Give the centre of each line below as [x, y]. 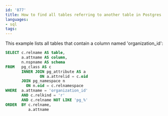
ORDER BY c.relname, [28, 105]
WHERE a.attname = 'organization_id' [47, 91]
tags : [11, 29]
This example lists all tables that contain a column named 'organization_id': [84, 43]
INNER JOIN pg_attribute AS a [54, 72]
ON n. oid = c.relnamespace [55, 86]
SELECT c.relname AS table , [35, 53]
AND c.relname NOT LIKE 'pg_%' [55, 100]
